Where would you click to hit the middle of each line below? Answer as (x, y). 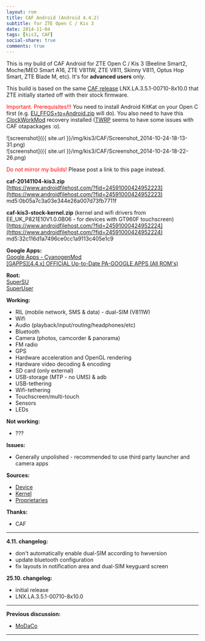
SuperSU (18, 281)
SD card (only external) (44, 370)
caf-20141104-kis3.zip (36, 181)
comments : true (26, 46)
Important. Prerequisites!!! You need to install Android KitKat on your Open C (102, 106)
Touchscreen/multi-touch (47, 396)
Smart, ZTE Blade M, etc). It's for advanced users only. (76, 76)
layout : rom (21, 12)
